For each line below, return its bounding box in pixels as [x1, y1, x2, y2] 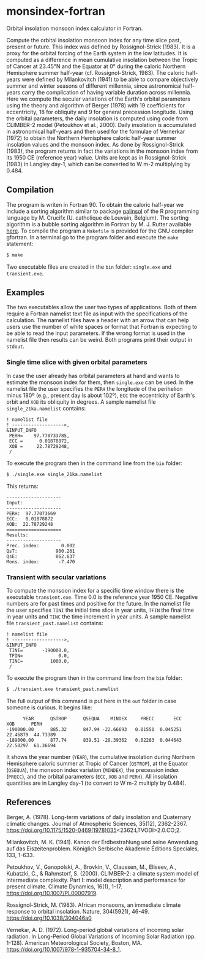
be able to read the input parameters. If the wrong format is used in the [6, 329, 185, 337]
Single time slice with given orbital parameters [6, 358, 148, 366]
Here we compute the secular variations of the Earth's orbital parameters [6, 95, 191, 102]
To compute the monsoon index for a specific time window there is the [6, 587, 184, 594]
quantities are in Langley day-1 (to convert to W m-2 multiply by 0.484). [6, 779, 187, 787]
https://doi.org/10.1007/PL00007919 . [6, 889, 98, 896]
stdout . [6, 342, 24, 350]
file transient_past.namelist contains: [6, 619, 103, 626]
